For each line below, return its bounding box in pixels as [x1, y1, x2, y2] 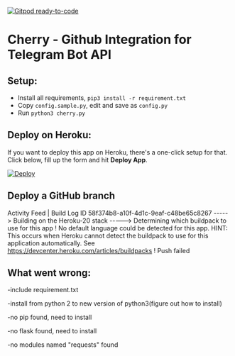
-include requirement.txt [7, 286, 79, 294]
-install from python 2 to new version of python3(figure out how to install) [7, 299, 222, 308]
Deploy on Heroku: [7, 129, 92, 141]
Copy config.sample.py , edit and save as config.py [17, 101, 168, 109]
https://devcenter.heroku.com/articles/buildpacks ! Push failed [7, 246, 190, 255]
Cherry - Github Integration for [7, 32, 192, 48]
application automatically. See [7, 238, 95, 247]
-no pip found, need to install [7, 313, 92, 322]
